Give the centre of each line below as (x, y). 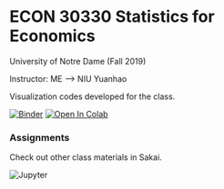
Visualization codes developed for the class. (92, 96)
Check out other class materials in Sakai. (86, 157)
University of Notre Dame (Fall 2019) (78, 61)
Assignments (40, 137)
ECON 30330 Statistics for (112, 17)
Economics (52, 36)
